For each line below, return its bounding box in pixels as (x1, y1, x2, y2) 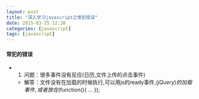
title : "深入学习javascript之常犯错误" (6, 14, 98, 20)
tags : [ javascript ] (6, 31, 55, 37)
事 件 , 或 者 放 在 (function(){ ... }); (23, 86, 100, 94)
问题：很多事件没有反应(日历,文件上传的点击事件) (23, 71, 145, 79)
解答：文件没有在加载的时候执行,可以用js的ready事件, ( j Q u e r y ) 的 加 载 (23, 79, 192, 86)
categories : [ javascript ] (6, 25, 71, 32)
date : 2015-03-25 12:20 (6, 20, 66, 26)
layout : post (6, 8, 39, 15)
